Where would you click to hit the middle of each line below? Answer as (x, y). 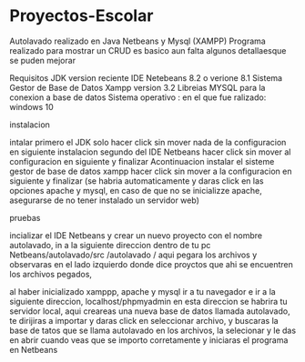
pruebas (25, 217)
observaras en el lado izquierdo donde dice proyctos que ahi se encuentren (151, 264)
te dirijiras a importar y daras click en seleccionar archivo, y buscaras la (144, 320)
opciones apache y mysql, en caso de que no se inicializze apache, (136, 190)
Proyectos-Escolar (81, 16)
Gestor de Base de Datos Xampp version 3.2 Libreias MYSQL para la (137, 87)
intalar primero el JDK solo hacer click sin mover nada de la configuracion (148, 142)
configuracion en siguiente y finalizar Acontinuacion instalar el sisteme (142, 161)
